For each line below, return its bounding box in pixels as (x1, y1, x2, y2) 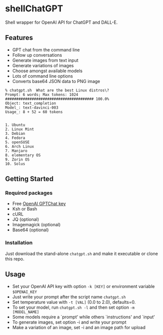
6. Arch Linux (5, 144, 35, 149)
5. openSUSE (5, 139, 30, 145)
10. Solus (5, 161, 26, 166)
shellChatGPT (5, 3, 63, 14)
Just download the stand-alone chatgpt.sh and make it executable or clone (5, 251, 158, 256)
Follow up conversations (12, 52, 62, 58)
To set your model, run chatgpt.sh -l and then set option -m (12, 304, 135, 310)
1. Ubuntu (5, 122, 26, 127)
